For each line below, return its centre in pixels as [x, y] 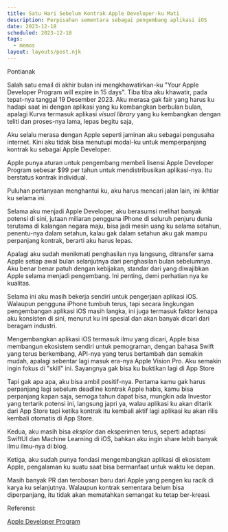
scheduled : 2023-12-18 [39, 33]
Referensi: [22, 508]
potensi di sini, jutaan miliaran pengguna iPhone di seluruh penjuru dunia [110, 218]
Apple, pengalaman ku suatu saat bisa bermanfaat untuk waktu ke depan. [111, 467]
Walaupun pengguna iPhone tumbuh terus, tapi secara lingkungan [101, 304]
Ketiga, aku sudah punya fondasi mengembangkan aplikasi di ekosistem [109, 459]
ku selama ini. [26, 198]
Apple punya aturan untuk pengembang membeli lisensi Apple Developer [111, 162]
